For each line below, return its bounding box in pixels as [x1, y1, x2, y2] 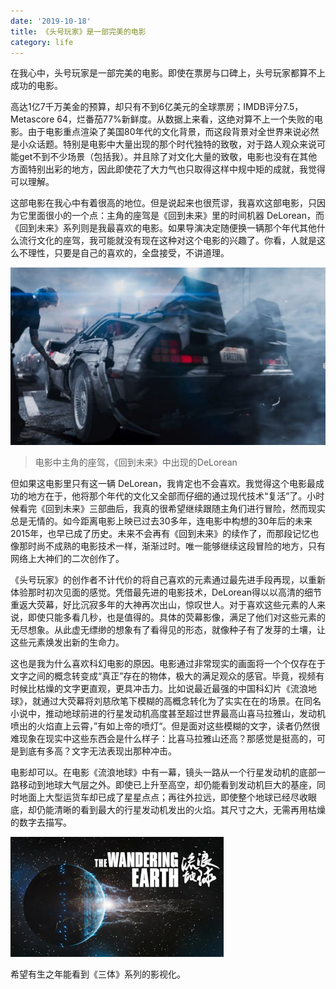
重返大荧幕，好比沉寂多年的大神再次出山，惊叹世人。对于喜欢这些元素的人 [10, 598, 317, 610]
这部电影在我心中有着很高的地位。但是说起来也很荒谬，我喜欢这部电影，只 [10, 197, 317, 209]
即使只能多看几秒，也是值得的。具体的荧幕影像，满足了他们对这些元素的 [27, 611, 326, 623]
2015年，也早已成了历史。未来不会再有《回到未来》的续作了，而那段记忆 [10, 527, 311, 539]
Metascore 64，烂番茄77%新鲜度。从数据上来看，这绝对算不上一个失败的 [10, 113, 315, 125]
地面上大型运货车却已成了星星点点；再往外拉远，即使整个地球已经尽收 [18, 791, 308, 803]
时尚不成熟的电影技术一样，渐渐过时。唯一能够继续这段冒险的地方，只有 [27, 540, 326, 552]
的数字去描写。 [10, 816, 72, 828]
